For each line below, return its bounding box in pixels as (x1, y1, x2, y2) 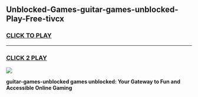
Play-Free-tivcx (6, 14, 65, 24)
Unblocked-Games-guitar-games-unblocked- (6, 5, 179, 15)
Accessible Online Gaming (6, 84, 72, 91)
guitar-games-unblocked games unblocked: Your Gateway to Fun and (6, 78, 181, 85)
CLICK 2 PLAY (6, 53, 47, 62)
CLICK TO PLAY (6, 32, 52, 40)
